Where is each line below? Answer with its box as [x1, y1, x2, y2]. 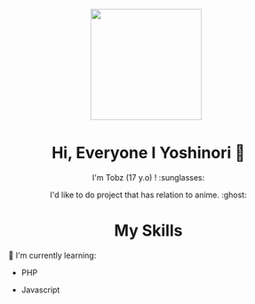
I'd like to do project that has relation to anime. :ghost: [50, 189, 247, 200]
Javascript [20, 284, 60, 295]
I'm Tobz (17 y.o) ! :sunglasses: [92, 172, 205, 182]
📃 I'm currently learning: [8, 250, 97, 260]
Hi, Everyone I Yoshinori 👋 [51, 143, 246, 164]
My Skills [114, 220, 183, 241]
